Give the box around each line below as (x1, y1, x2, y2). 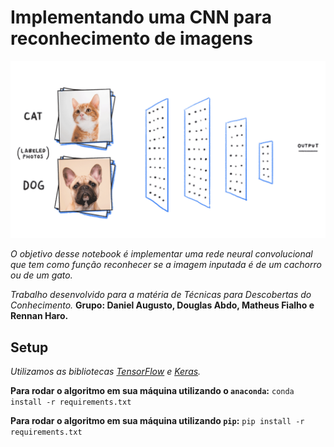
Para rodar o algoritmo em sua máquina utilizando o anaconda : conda (10, 385, 295, 397)
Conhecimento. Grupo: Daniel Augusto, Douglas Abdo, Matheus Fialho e (10, 299, 315, 311)
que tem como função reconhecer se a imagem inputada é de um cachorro (10, 259, 322, 271)
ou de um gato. (10, 269, 73, 281)
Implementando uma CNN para (10, 6, 272, 29)
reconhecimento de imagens (10, 27, 253, 50)
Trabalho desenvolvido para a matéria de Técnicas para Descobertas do (10, 289, 312, 301)
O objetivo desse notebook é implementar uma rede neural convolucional (10, 248, 313, 260)
